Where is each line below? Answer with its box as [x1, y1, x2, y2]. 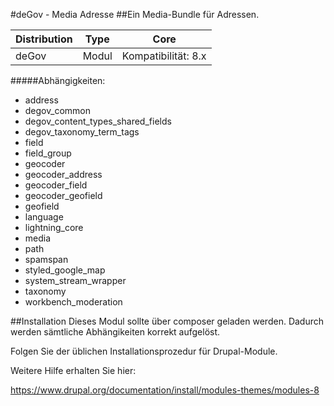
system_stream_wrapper [24, 275, 127, 286]
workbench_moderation [24, 296, 123, 308]
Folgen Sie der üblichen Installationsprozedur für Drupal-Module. [10, 345, 278, 357]
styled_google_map [24, 264, 106, 276]
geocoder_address [24, 169, 103, 180]
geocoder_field [24, 179, 88, 191]
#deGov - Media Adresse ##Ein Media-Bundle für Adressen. [10, 9, 260, 20]
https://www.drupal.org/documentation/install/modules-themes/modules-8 [10, 384, 320, 396]
